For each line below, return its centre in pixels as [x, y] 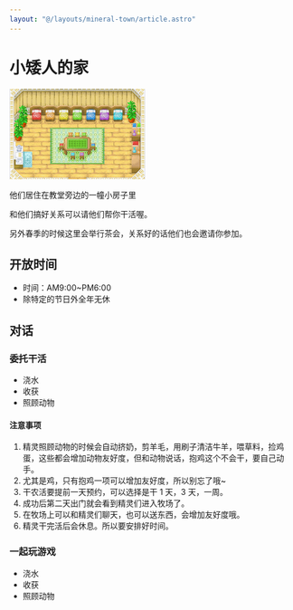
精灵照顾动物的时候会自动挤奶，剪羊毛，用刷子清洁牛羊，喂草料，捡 [149, 447]
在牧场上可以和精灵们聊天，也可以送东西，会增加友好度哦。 [133, 515]
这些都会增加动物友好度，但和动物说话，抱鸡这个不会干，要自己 [157, 458]
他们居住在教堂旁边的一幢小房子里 [73, 195]
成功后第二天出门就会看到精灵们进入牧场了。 [106, 503]
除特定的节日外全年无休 [66, 300]
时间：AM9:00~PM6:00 [66, 288]
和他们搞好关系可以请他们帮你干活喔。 [80, 214]
